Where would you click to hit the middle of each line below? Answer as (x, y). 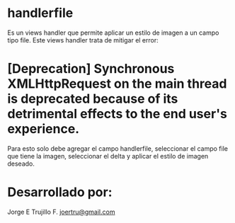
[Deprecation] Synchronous (91, 69)
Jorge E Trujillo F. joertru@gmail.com (61, 212)
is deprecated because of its (93, 99)
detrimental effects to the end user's (117, 114)
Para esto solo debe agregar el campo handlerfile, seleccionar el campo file (118, 148)
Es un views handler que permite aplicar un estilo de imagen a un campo (113, 33)
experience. (44, 129)
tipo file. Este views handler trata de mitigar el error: (83, 40)
